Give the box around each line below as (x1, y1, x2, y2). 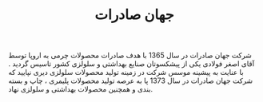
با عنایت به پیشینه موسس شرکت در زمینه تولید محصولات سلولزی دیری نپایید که (8, 68, 244, 77)
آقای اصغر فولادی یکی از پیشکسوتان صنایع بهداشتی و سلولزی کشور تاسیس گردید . (8, 59, 255, 69)
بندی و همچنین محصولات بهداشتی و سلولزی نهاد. (8, 84, 153, 94)
